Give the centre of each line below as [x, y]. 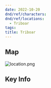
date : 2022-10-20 [23, 10]
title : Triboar [20, 32]
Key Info [18, 79]
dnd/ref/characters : [26, 14]
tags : [10, 28]
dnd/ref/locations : [25, 19]
